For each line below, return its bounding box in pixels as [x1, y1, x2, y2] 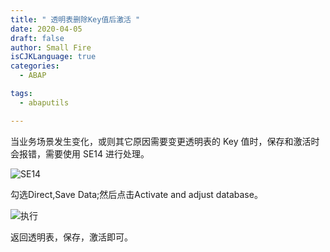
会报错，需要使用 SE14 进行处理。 [10, 147, 150, 160]
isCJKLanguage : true [10, 52, 97, 62]
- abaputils [19, 97, 70, 108]
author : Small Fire [10, 42, 92, 53]
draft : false [10, 33, 65, 43]
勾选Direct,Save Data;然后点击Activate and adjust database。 [10, 188, 263, 200]
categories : [10, 61, 60, 71]
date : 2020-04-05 [10, 24, 83, 34]
